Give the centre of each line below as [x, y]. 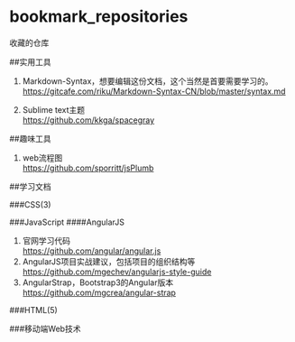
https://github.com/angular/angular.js [92, 251]
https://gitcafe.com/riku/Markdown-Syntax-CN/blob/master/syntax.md [154, 91]
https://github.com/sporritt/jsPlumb [88, 168]
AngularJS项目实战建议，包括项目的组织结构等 [109, 261]
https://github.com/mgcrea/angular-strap [99, 292]
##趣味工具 [30, 138]
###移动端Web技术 [45, 328]
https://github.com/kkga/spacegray [88, 120]
